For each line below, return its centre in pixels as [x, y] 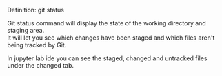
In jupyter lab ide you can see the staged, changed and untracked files [107, 58]
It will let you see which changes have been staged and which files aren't [111, 38]
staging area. [26, 30]
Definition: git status [36, 10]
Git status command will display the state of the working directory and [107, 23]
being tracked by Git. [37, 45]
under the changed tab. [41, 65]
